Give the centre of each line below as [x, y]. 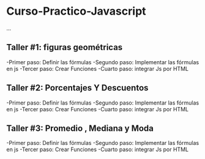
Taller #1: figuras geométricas [65, 47]
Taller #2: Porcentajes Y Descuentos [77, 88]
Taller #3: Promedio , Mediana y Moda [80, 128]
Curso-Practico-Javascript [76, 11]
